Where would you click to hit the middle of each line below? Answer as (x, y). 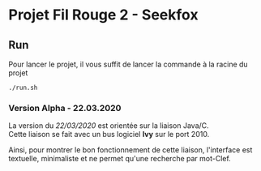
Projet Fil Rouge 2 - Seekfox (103, 15)
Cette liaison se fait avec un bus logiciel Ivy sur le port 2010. (109, 135)
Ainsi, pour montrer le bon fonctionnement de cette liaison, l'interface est (130, 150)
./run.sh (23, 88)
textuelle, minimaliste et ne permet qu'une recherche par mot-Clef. (120, 159)
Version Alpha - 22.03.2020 (65, 108)
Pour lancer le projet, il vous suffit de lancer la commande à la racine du (128, 64)
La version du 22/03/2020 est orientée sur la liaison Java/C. (109, 126)
